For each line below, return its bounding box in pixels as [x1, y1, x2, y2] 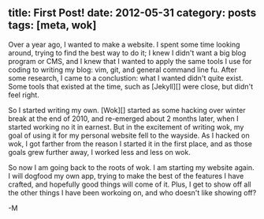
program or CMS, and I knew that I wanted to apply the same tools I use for [8, 56, 252, 66]
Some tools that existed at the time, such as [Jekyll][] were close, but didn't [8, 81, 254, 91]
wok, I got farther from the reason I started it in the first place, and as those [8, 138, 252, 149]
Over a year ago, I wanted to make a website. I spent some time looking [8, 40, 240, 49]
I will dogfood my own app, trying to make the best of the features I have [8, 171, 244, 180]
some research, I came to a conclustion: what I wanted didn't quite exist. [8, 73, 244, 82]
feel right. [8, 90, 39, 100]
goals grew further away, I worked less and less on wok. [8, 147, 191, 157]
